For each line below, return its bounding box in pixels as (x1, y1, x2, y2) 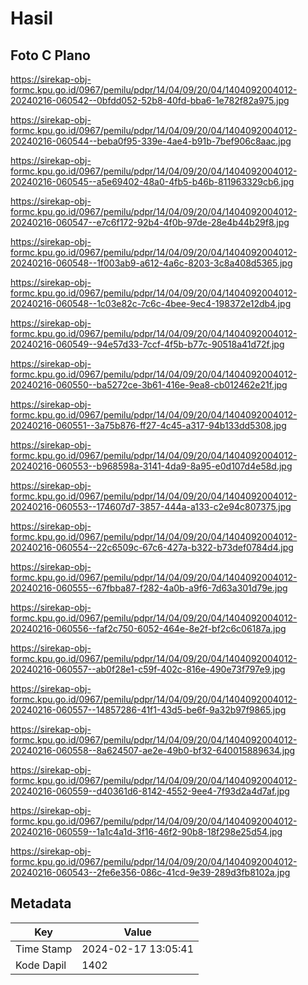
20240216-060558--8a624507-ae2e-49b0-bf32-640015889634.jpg (10, 745, 296, 756)
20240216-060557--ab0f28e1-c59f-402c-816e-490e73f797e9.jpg (10, 663, 286, 675)
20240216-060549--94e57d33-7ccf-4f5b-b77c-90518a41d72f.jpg (10, 338, 285, 350)
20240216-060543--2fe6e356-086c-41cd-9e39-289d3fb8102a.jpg (10, 867, 291, 878)
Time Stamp (15, 942, 73, 956)
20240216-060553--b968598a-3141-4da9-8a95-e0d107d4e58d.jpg (10, 460, 293, 472)
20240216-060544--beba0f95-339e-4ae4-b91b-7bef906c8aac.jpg (10, 135, 292, 147)
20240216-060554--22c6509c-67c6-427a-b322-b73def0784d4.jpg (10, 542, 294, 553)
